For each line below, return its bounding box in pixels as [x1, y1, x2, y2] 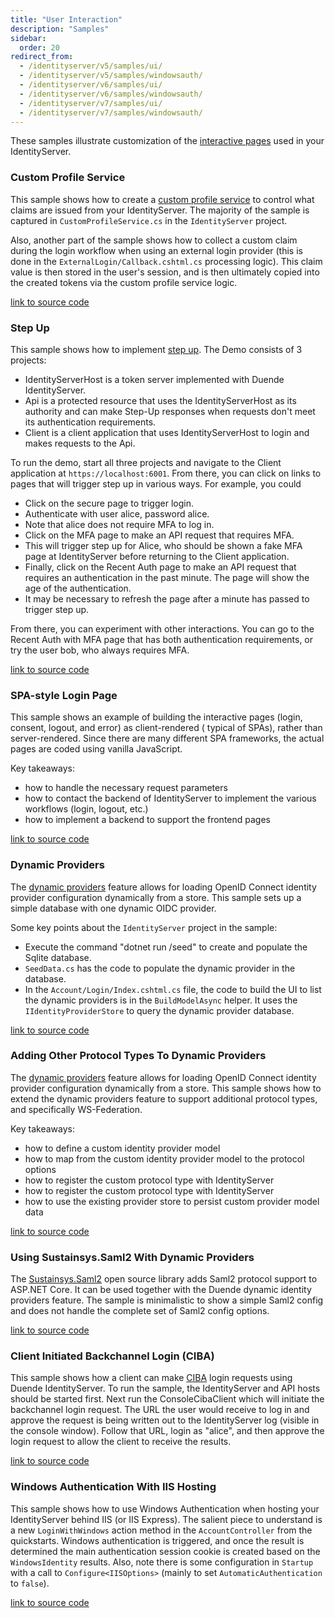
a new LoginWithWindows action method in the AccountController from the [10, 1524, 313, 1536]
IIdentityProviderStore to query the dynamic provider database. [24, 1004, 295, 1016]
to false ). [10, 1577, 50, 1589]
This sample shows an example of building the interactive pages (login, [10, 711, 303, 723]
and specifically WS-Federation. [10, 1103, 143, 1115]
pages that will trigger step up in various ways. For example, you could [10, 477, 302, 490]
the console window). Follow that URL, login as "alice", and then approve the [10, 1425, 325, 1437]
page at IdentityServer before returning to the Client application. [24, 550, 290, 562]
